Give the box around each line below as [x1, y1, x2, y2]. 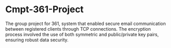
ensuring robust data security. [5, 37, 69, 43]
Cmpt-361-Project [5, 4, 84, 15]
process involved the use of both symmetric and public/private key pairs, [5, 31, 159, 37]
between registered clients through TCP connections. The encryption [5, 26, 151, 32]
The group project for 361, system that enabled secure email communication [5, 20, 166, 27]
